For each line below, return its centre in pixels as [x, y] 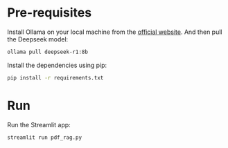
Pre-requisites [50, 13]
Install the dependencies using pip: [57, 65]
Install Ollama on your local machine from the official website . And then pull [115, 32]
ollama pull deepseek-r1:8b [48, 52]
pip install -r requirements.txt [55, 77]
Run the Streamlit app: [39, 124]
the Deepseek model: [38, 39]
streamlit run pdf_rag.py [44, 137]
